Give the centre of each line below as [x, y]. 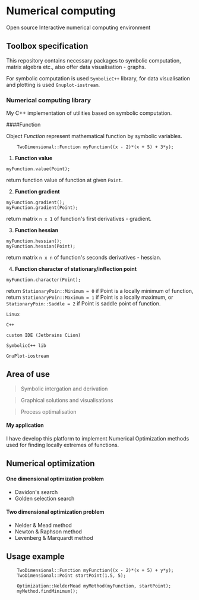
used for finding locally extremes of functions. [63, 445]
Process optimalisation [48, 411]
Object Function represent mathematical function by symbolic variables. [94, 136]
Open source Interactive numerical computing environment [78, 27]
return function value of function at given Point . [64, 180]
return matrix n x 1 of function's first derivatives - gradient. [79, 219]
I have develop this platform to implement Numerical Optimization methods [98, 439]
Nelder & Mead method [43, 525]
